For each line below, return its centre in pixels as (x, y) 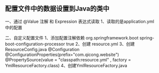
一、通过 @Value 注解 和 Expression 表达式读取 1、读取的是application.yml (80, 21)
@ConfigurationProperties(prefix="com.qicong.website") (62, 55)
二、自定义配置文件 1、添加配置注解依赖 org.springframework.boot (72, 37)
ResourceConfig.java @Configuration (42, 49)
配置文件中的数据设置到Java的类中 (57, 9)
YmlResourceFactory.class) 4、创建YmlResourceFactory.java (66, 65)
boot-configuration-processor (35, 44)
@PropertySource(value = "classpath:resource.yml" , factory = (68, 59)
